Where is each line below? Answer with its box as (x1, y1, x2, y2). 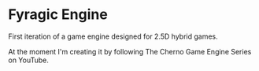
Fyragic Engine (8, 6, 108, 24)
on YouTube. (8, 55, 50, 65)
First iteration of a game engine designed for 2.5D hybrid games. (8, 32, 218, 41)
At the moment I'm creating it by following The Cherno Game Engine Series (8, 47, 252, 56)
